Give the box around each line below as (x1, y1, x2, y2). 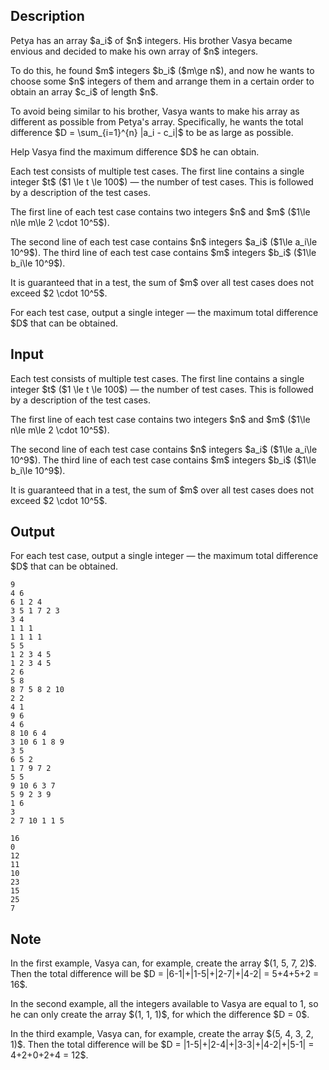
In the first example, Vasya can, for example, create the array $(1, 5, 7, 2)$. (10, 957, 317, 969)
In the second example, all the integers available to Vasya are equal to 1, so (10, 998, 319, 1010)
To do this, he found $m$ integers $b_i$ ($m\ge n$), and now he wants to (10, 64, 315, 76)
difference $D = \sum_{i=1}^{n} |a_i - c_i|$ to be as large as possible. (10, 126, 294, 138)
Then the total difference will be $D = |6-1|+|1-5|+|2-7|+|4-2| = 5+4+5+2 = (10, 968, 320, 980)
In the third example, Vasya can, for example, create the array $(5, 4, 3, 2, (10, 1028, 314, 1040)
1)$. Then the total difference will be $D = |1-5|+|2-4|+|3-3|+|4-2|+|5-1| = (10, 1039, 315, 1051)
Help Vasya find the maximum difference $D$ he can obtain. (10, 145, 260, 158)
